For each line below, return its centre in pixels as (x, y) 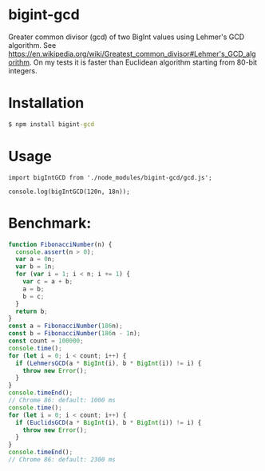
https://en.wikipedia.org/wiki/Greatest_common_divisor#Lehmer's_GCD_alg (132, 53)
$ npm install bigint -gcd (51, 124)
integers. (23, 70)
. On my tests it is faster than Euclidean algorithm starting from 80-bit (143, 62)
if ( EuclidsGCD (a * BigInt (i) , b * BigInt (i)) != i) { (109, 422)
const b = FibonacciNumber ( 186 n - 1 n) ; (75, 334)
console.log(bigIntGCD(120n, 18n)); (69, 192)
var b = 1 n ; (36, 267)
